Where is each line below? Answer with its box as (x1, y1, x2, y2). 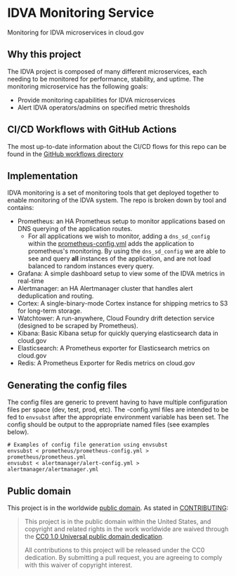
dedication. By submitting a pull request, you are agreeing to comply (24, 554, 223, 561)
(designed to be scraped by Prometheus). (17, 322, 138, 330)
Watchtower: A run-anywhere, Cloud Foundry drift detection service (17, 314, 215, 322)
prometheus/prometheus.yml (7, 454, 86, 461)
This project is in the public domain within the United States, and (24, 518, 211, 525)
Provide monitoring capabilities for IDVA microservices (17, 96, 176, 104)
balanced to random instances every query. (27, 262, 155, 270)
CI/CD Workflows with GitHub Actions (7, 124, 177, 136)
